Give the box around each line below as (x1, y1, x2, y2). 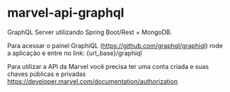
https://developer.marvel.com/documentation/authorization (7, 77, 178, 85)
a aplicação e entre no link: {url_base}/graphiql (7, 49, 142, 57)
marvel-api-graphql (7, 5, 124, 21)
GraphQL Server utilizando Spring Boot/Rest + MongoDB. (7, 28, 173, 36)
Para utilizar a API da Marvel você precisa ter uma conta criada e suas (7, 62, 210, 70)
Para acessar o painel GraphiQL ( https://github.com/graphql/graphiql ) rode (7, 41, 223, 49)
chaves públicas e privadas (7, 70, 86, 78)
